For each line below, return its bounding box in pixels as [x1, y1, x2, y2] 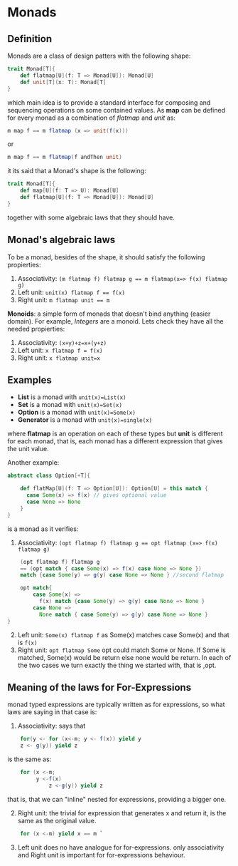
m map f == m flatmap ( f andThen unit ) [7, 154, 122, 161]
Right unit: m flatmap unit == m [17, 295, 110, 304]
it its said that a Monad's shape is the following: [7, 167, 147, 175]
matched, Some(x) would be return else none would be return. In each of [17, 653, 232, 661]
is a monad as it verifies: [7, 525, 79, 533]
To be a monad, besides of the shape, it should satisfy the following [7, 252, 205, 261]
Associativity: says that [17, 721, 86, 731]
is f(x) [17, 638, 38, 646]
